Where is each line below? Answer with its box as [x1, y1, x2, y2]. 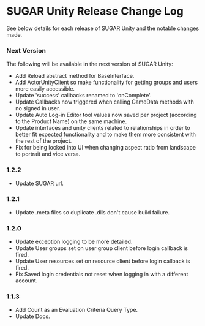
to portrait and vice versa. [15, 150, 81, 157]
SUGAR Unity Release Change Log [6, 4, 184, 18]
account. [15, 277, 38, 284]
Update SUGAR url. [15, 180, 64, 187]
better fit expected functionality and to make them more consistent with [15, 131, 196, 138]
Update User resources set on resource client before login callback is [15, 257, 191, 265]
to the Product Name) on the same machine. [15, 118, 127, 125]
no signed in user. [15, 105, 61, 112]
